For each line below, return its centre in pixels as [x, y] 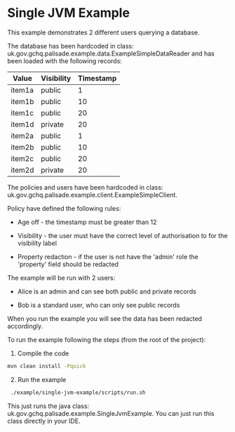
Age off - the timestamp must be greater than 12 [87, 222]
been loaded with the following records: [65, 60]
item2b [22, 147]
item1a [22, 90]
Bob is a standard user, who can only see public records [99, 305]
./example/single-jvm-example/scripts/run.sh [78, 392]
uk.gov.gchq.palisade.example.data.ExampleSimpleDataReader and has [111, 53]
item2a [22, 136]
